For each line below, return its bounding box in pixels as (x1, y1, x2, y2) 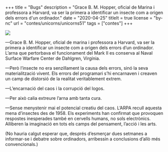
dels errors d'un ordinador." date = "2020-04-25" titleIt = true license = (5, 15, 153, 21)
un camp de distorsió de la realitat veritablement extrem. (5, 76, 122, 82)
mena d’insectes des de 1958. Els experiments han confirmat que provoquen (5, 110, 163, 116)
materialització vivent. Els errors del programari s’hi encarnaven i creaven (5, 70, 157, 76)
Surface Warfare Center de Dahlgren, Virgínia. (5, 55, 100, 61)
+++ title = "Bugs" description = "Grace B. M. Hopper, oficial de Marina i (5, 5, 155, 10)
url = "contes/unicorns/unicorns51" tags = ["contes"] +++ (13, 20, 133, 26)
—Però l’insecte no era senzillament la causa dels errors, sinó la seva (5, 65, 148, 71)
